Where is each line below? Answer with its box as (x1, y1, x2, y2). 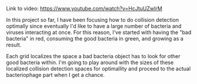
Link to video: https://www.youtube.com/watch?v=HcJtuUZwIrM (6, 5, 163, 12)
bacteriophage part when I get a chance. (6, 72, 105, 78)
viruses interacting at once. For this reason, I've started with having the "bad (6, 29, 192, 36)
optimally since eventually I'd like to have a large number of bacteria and (6, 23, 182, 29)
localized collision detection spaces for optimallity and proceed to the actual (6, 65, 191, 72)
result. (6, 41, 22, 48)
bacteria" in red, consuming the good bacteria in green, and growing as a (6, 35, 183, 42)
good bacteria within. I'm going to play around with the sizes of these (6, 59, 174, 66)
